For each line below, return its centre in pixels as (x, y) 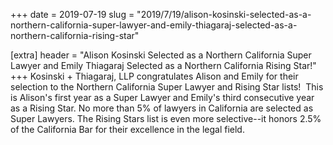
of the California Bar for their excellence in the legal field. (127, 129)
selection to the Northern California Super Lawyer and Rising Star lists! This (167, 87)
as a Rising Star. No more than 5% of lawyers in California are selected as (162, 108)
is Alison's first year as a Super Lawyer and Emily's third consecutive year (162, 97)
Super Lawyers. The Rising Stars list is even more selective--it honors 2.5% (166, 118)
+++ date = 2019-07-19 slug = (72, 14)
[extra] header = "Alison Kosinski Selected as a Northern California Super (161, 55)
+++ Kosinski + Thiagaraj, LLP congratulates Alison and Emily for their (154, 76)
